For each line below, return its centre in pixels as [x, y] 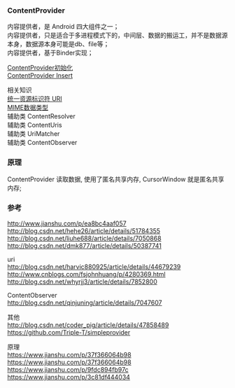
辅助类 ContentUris [35, 125]
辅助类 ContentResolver [41, 116]
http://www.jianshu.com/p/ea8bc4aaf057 [67, 223]
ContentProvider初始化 [40, 68]
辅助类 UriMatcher [34, 134]
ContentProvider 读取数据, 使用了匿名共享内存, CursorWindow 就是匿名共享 [116, 179]
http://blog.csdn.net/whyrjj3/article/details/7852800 [82, 282]
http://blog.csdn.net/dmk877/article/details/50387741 [85, 245]
